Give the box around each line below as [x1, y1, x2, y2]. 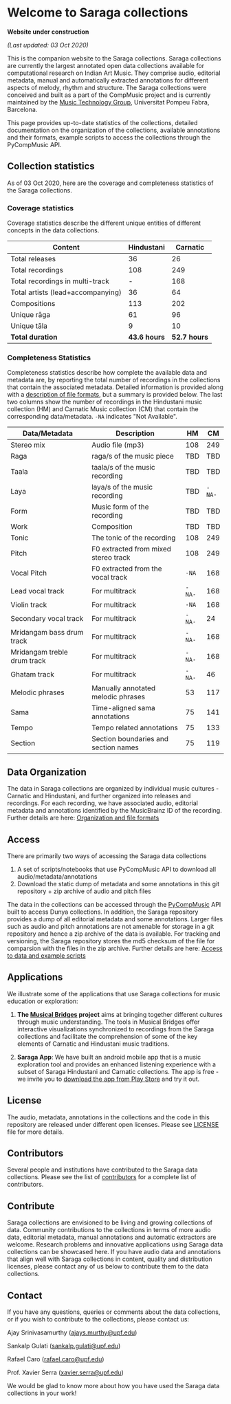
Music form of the [91, 502, 149, 512]
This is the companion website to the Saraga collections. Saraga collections [7, 54, 221, 63]
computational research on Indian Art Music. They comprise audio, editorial [7, 69, 221, 77]
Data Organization [7, 766, 87, 778]
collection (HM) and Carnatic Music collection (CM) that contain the [7, 405, 199, 413]
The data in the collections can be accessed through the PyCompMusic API [7, 900, 221, 908]
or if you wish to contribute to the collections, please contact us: [7, 1315, 190, 1324]
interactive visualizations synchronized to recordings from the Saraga [16, 1024, 214, 1033]
